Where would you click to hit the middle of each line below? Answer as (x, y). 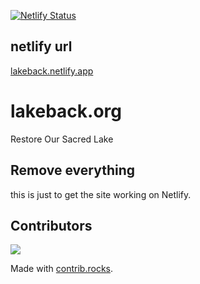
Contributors (51, 225)
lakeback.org (66, 111)
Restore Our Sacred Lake (62, 139)
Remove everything (72, 170)
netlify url (41, 46)
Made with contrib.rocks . (62, 269)
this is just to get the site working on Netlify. (101, 194)
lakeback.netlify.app (52, 71)
